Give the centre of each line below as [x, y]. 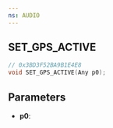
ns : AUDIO [24, 15]
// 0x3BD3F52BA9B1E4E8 [45, 65]
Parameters [37, 97]
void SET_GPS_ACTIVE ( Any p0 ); [57, 73]
